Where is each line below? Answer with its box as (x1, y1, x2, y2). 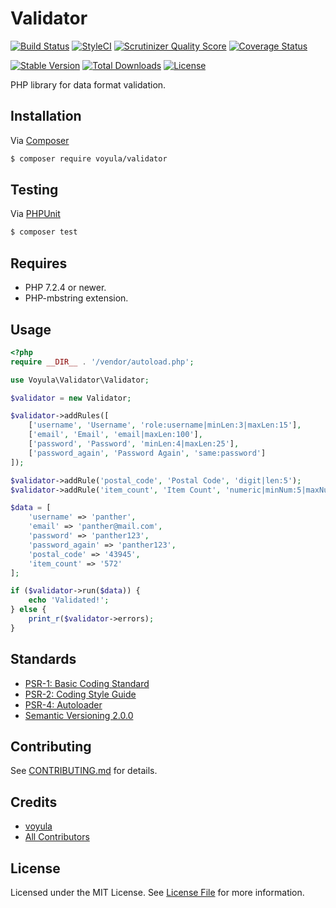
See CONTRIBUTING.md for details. (10, 765, 158, 777)
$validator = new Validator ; (10, 393, 132, 403)
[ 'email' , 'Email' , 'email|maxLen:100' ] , (28, 430, 203, 440)
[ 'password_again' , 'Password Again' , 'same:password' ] (28, 448, 267, 458)
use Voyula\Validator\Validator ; (10, 375, 150, 385)
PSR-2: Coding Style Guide (24, 688, 137, 700)
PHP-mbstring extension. (24, 292, 129, 304)
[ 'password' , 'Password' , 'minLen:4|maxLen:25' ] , (28, 439, 240, 449)
